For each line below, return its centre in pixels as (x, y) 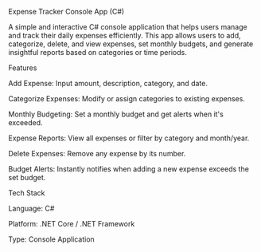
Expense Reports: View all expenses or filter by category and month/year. (129, 138)
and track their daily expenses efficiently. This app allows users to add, (125, 35)
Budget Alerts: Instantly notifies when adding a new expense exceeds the (129, 169)
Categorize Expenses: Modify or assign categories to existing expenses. (127, 98)
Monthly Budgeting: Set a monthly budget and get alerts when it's (116, 114)
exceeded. (25, 122)
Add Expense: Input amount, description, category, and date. (108, 83)
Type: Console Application (52, 239)
